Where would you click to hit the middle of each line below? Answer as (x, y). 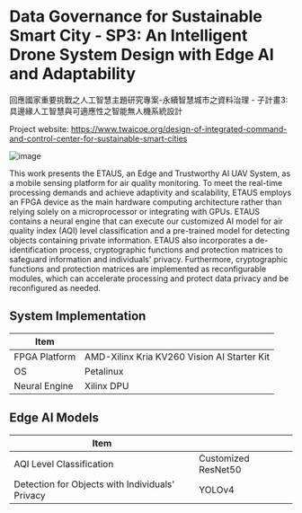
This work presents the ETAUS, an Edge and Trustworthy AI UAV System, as (150, 173)
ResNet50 (220, 469)
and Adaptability (73, 74)
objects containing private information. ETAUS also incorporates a (131, 240)
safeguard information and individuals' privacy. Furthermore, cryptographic (149, 259)
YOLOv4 (217, 490)
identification (34, 250)
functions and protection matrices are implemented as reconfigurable (138, 269)
